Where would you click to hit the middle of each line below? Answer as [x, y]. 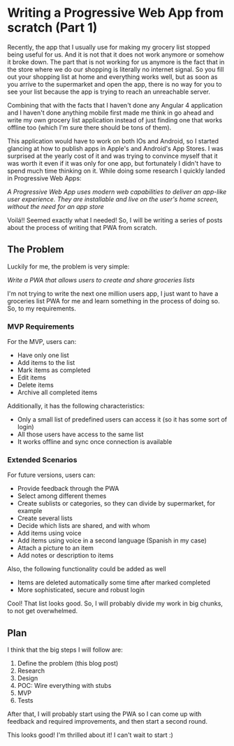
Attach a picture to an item [56, 548]
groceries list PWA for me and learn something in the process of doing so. [114, 301]
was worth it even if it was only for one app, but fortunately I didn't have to [114, 163]
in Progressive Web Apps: [44, 178]
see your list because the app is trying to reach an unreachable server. [109, 92]
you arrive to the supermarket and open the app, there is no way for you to [115, 84]
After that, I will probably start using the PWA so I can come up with [104, 714]
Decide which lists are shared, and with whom [83, 526]
